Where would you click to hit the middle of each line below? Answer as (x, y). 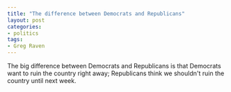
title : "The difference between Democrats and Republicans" (96, 14)
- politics (23, 33)
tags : (15, 40)
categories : (24, 26)
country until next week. (42, 80)
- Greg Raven (26, 46)
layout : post (26, 20)
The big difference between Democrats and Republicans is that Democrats (114, 66)
